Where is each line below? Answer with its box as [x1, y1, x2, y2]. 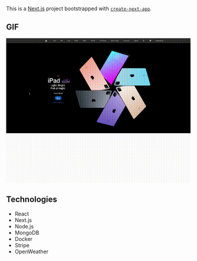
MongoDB [14, 229, 40, 236]
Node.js [14, 223, 34, 230]
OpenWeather [14, 248, 49, 255]
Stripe [14, 241, 29, 249]
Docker [14, 235, 33, 242]
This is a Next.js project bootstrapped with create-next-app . [6, 5, 152, 12]
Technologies [6, 195, 58, 205]
